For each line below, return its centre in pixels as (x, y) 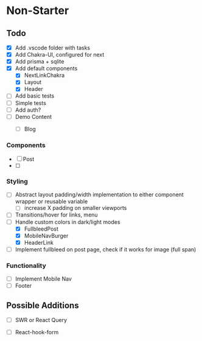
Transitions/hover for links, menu (57, 215)
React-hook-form (37, 332)
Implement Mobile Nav (43, 279)
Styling (17, 181)
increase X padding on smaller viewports (75, 208)
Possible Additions (43, 305)
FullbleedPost (41, 229)
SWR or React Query (41, 320)
